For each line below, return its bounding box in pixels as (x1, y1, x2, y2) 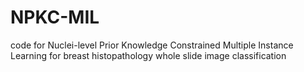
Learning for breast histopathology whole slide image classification (10, 49, 287, 61)
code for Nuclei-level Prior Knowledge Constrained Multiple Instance (10, 39, 294, 51)
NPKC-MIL (10, 6, 100, 29)
